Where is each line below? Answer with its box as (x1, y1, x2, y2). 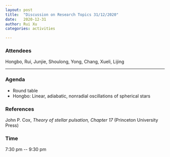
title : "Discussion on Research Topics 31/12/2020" (5, 12, 119, 17)
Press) (5, 122, 19, 129)
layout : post (5, 7, 33, 13)
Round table (12, 87, 38, 93)
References (5, 106, 34, 113)
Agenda (5, 76, 25, 83)
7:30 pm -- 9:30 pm (5, 146, 47, 152)
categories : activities (5, 26, 56, 31)
